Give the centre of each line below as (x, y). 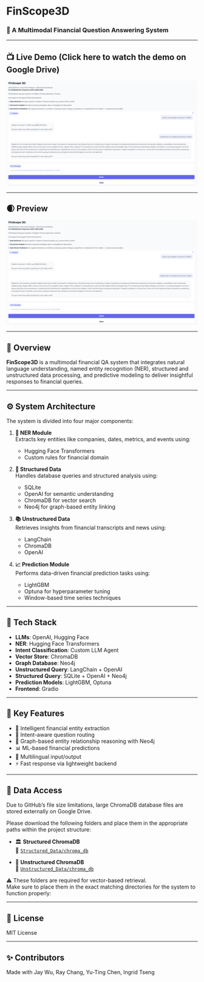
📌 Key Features (36, 713)
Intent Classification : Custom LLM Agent (67, 650)
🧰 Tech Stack (32, 622)
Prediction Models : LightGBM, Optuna (63, 682)
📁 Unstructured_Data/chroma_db (54, 869)
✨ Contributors (36, 957)
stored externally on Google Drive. (49, 811)
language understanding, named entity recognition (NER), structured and (97, 369)
